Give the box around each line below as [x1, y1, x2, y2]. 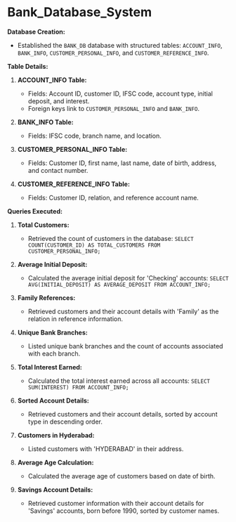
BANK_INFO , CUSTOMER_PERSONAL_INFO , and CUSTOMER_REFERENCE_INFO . [17, 48, 209, 57]
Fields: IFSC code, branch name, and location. [27, 131, 162, 140]
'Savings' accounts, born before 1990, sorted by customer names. [27, 507, 220, 515]
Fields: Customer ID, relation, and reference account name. [27, 193, 199, 202]
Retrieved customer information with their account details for [27, 499, 204, 507]
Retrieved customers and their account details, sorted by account [27, 410, 218, 418]
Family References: [17, 293, 76, 302]
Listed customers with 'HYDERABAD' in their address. [27, 444, 184, 453]
